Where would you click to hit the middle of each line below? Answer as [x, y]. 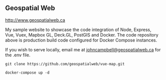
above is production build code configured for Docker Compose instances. [81, 40]
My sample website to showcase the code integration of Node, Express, [78, 30]
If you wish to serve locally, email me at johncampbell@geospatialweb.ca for [83, 49]
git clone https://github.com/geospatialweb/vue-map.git [65, 64]
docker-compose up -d [27, 73]
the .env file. [18, 55]
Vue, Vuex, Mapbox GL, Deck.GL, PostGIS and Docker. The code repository [82, 35]
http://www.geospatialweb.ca [35, 20]
